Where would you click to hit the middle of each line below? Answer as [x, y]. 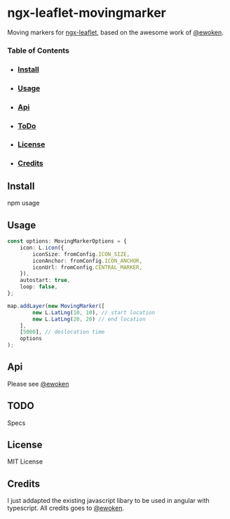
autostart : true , [45, 281]
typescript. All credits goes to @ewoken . [66, 508]
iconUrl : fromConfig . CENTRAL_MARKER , [87, 267]
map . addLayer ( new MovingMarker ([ [56, 306]
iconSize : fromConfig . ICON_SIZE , [81, 254]
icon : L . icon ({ [42, 248]
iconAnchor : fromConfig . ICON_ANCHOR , [87, 261]
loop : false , [39, 287]
